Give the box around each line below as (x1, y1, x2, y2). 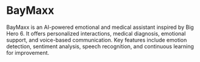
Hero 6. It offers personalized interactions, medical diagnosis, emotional (6, 29, 186, 37)
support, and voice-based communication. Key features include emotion (6, 36, 187, 43)
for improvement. (6, 49, 50, 56)
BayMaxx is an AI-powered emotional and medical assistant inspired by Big (6, 23, 194, 31)
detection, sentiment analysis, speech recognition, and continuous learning (6, 43, 194, 50)
